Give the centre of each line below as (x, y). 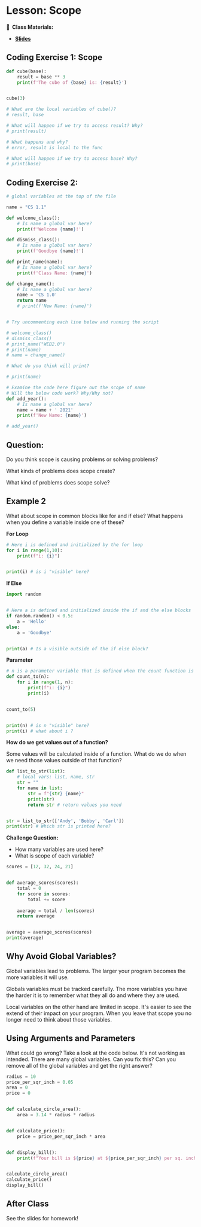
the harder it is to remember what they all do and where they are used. (93, 995)
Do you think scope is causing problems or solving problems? (82, 459)
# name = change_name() (36, 355)
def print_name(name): (34, 262)
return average (36, 916)
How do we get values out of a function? (57, 743)
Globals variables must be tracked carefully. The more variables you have (97, 989)
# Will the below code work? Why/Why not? (60, 393)
